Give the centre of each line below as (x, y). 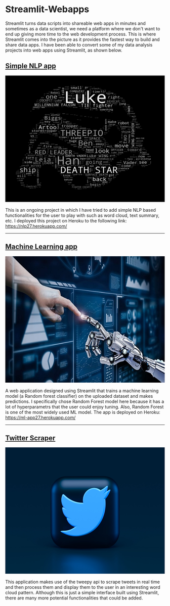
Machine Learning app (41, 247)
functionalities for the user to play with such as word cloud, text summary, (82, 215)
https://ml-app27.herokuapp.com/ (40, 417)
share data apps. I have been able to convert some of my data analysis (79, 44)
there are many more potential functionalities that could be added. (74, 598)
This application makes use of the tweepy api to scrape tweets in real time (83, 582)
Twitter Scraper (30, 438)
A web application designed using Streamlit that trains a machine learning (82, 391)
